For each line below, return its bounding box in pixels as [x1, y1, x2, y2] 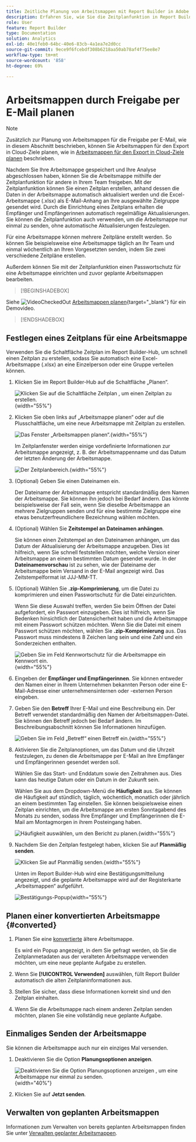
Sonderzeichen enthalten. [14, 640, 77, 647]
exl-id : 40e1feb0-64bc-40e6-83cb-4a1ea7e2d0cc [6, 42, 121, 47]
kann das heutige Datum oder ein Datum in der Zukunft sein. [14, 776, 160, 784]
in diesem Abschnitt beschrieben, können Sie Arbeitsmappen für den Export [6, 143, 190, 150]
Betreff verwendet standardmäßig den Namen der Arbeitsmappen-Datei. [14, 711, 189, 718]
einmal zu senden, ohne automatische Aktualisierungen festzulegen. [6, 222, 170, 229]
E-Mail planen [6, 106, 75, 119]
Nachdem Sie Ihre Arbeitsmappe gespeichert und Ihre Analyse [6, 166, 156, 173]
